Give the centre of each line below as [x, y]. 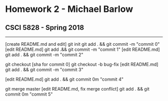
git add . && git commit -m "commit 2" [44, 55]
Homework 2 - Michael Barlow [69, 9]
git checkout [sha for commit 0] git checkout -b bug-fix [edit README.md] [82, 64]
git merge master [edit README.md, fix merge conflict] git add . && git [77, 89]
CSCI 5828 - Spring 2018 [44, 28]
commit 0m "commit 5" [29, 94]
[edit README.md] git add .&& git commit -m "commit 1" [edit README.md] [82, 49]
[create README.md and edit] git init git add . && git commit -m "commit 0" [82, 44]
